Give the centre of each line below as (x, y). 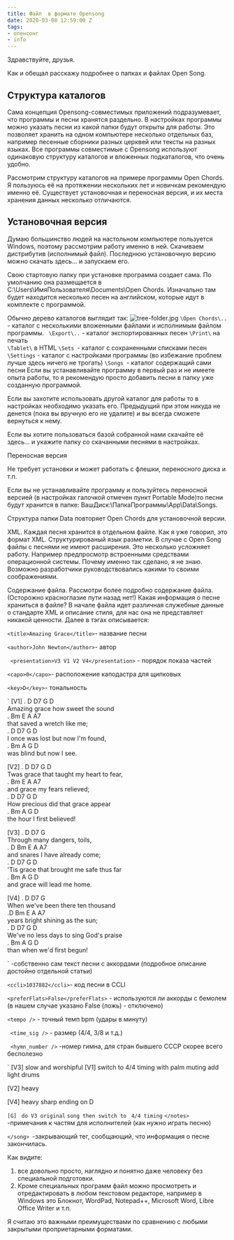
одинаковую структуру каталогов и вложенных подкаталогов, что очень (116, 156)
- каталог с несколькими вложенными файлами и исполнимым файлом (114, 325)
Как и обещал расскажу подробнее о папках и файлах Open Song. (107, 73)
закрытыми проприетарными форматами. (70, 1229)
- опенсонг (23, 33)
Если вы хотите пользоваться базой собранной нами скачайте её (105, 434)
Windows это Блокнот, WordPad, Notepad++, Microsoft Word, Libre (116, 1200)
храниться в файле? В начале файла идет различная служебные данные (116, 605)
